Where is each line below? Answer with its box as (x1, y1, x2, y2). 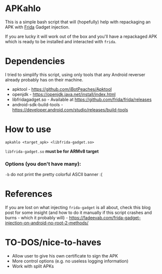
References (5, 189, 52, 199)
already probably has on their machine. (5, 77, 83, 82)
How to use (5, 124, 51, 135)
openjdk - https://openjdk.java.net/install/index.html (12, 91, 116, 97)
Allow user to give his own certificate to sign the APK (12, 253, 118, 258)
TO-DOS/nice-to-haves (5, 237, 101, 248)
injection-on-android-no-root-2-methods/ (5, 220, 89, 226)
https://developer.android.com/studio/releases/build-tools (12, 107, 129, 113)
